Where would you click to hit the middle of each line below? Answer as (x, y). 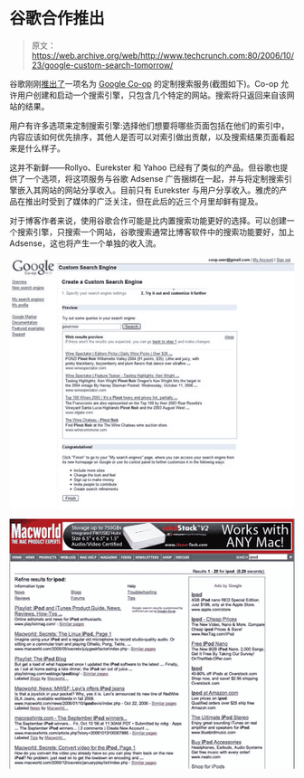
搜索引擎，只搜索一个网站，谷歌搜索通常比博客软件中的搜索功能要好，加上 (156, 232)
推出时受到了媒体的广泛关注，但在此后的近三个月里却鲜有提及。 (144, 201)
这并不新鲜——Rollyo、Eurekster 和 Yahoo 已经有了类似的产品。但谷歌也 (145, 167)
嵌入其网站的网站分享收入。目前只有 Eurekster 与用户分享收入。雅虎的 (148, 190)
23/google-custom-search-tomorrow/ (102, 65)
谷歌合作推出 (57, 19)
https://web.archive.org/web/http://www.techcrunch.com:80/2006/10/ (162, 55)
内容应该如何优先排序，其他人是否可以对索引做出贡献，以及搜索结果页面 (144, 137)
